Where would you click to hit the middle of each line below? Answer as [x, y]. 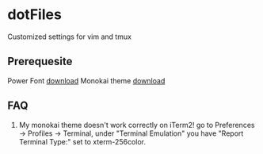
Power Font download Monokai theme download [86, 80]
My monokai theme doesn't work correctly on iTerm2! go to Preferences [137, 125]
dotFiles [35, 15]
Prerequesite [40, 62]
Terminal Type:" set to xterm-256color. [82, 141]
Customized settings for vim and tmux [70, 37]
